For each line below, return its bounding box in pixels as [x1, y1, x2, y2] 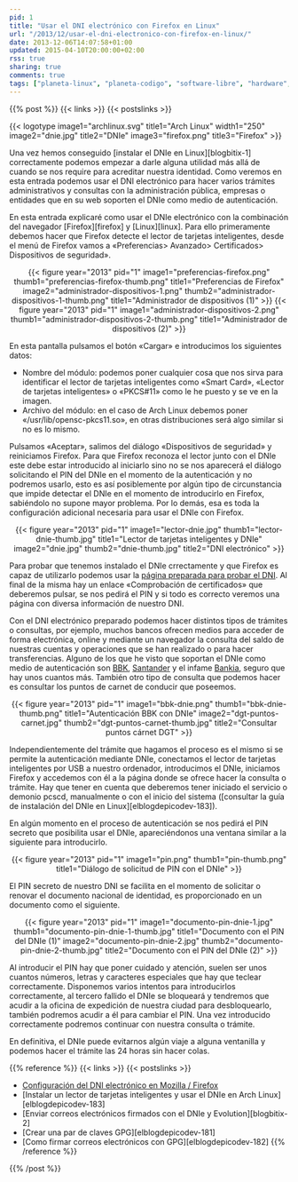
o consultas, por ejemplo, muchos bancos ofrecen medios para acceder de [9, 624, 285, 635]
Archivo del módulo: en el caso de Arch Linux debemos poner [21, 405, 248, 416]
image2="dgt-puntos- [198, 708, 279, 718]
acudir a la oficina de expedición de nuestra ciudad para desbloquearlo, [9, 1000, 272, 1011]
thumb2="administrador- [184, 285, 276, 296]
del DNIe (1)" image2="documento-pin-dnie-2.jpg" [14, 935, 200, 946]
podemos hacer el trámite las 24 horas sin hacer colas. [9, 1045, 210, 1056]
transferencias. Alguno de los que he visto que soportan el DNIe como [9, 653, 266, 663]
